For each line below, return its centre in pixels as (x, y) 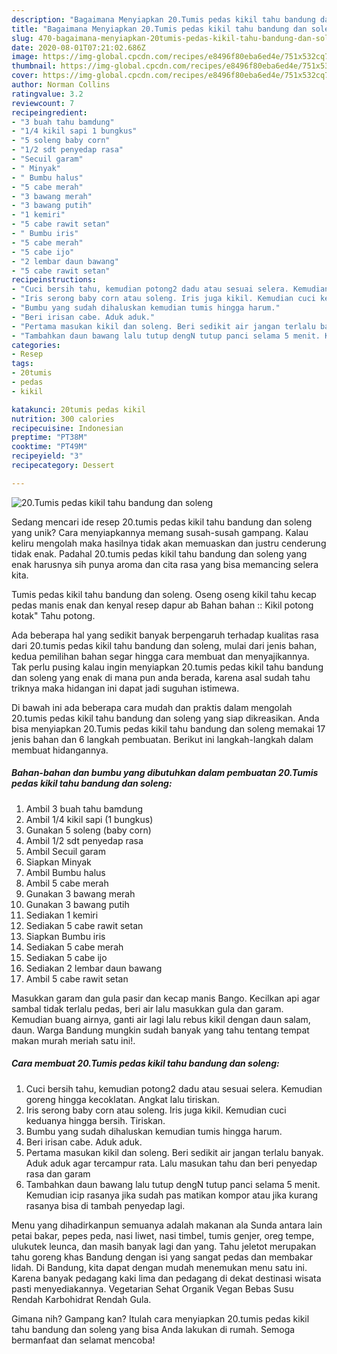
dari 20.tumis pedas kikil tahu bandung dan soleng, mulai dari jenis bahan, (164, 645)
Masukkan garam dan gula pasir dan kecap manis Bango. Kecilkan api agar (166, 998)
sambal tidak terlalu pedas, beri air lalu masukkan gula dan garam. (147, 1008)
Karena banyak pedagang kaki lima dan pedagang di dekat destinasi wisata (166, 1278)
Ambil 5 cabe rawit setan (77, 978)
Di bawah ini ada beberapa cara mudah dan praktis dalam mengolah (152, 707)
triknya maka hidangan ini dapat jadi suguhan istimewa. (125, 688)
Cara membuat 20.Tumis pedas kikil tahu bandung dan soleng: (145, 1063)
